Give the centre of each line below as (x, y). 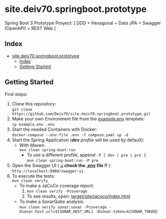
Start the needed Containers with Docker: (55, 129)
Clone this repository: (34, 104)
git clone (22, 109)
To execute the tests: (33, 176)
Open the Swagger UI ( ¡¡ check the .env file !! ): (62, 165)
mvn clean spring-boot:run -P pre (63, 160)
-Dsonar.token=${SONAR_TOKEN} (126, 212)
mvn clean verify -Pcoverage (57, 191)
